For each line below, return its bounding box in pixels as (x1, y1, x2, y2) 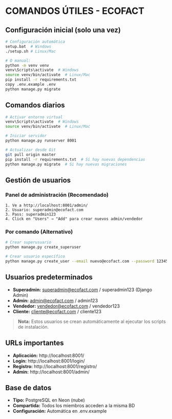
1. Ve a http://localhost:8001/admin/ (5, 203, 88, 208)
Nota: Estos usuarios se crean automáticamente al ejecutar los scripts (17, 318, 166, 325)
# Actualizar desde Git (5, 147, 56, 153)
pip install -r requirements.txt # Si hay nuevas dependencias (5, 157, 145, 162)
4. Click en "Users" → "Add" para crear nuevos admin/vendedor (5, 216, 143, 222)
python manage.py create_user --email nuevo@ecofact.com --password (5, 259, 155, 264)
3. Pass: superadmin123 (5, 212, 56, 217)
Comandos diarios (5, 101, 65, 110)
